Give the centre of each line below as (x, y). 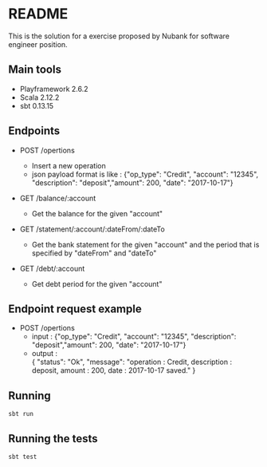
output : (45, 354)
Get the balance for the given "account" (97, 213)
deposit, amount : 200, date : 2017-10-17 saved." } (114, 370)
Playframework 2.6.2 (54, 89)
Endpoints (34, 131)
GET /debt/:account (52, 268)
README (38, 14)
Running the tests (53, 439)
